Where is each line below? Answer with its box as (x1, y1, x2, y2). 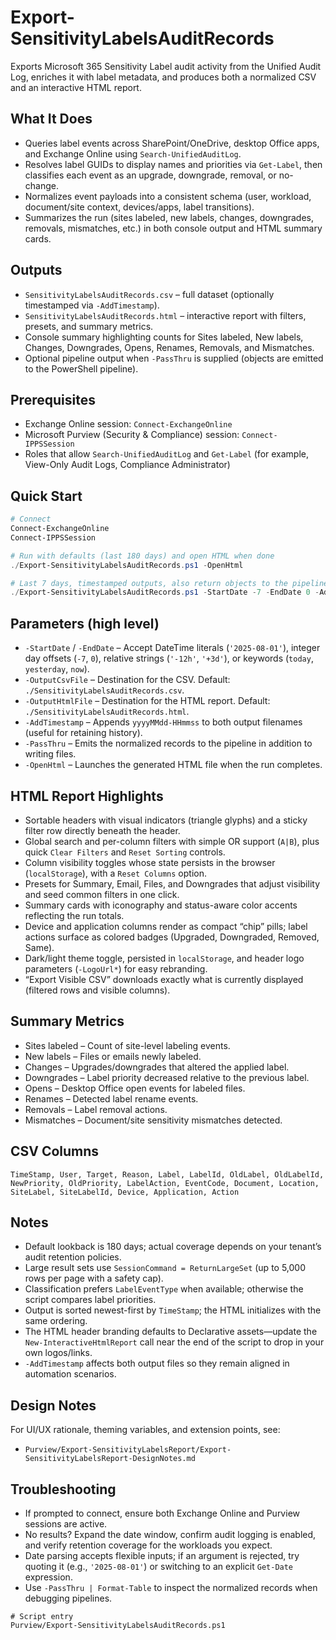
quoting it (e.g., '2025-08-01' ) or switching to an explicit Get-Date (24, 1561, 294, 1572)
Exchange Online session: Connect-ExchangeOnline (24, 418, 233, 430)
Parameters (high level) (10, 615, 160, 632)
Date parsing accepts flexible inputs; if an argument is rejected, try (24, 1550, 300, 1561)
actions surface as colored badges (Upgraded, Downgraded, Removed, (24, 931, 320, 943)
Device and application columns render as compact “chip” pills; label (24, 920, 308, 932)
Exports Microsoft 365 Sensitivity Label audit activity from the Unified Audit (10, 60, 322, 72)
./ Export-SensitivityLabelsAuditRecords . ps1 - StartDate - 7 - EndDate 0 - (10, 587, 320, 598)
